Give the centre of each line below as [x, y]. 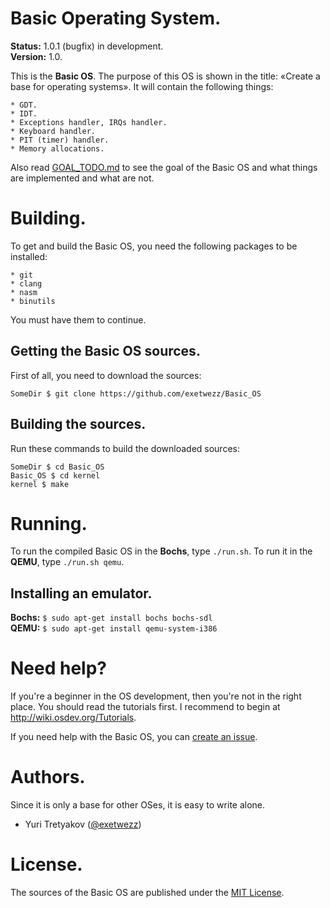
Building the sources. [78, 424]
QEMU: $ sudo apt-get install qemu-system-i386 [114, 628]
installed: [29, 256]
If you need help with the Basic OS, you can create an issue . [134, 737]
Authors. [48, 777]
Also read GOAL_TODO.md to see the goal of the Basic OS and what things [164, 167]
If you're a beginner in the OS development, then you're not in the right [156, 696]
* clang [26, 283]
